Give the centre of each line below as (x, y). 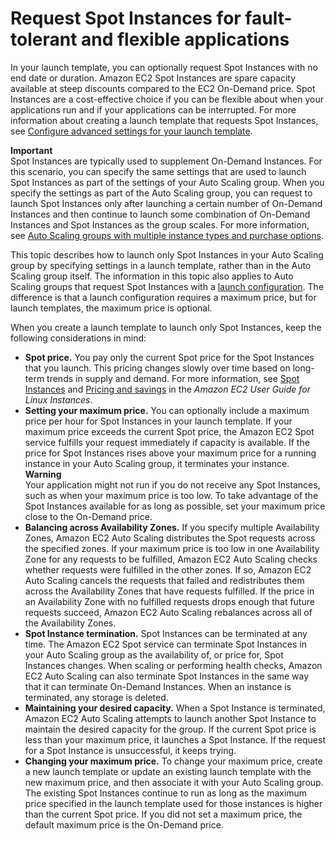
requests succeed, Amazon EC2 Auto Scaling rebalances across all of (168, 612)
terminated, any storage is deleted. (96, 697)
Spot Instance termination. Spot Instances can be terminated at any (166, 633)
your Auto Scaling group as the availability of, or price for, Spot (154, 654)
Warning (43, 474)
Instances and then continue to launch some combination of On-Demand (160, 214)
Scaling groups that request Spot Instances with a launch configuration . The (167, 286)
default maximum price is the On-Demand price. (124, 824)
